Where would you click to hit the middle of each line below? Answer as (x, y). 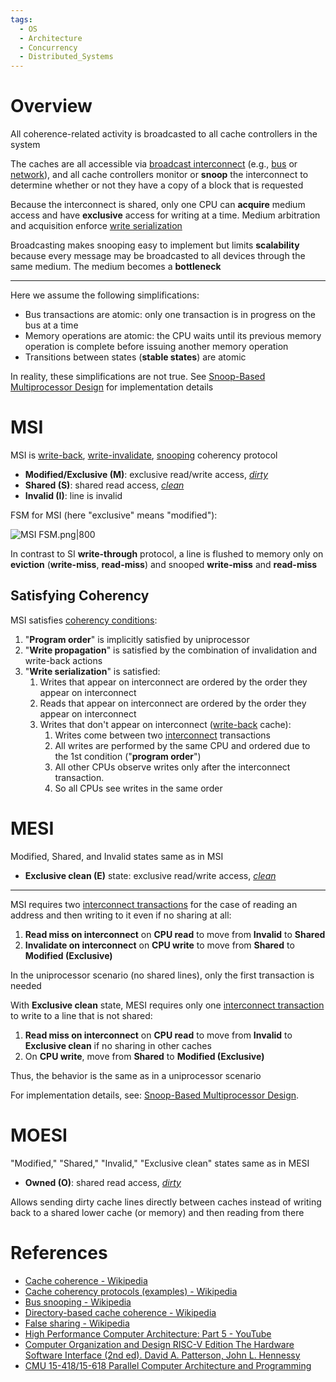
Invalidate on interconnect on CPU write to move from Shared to (159, 945)
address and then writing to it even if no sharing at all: (121, 915)
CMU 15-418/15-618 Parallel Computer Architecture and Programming (168, 1365)
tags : (21, 19)
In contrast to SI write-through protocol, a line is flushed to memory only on (167, 554)
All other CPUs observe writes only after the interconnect (172, 767)
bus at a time (51, 325)
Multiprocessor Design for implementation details (112, 387)
